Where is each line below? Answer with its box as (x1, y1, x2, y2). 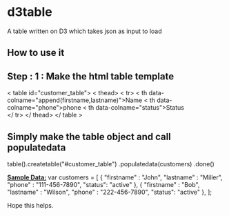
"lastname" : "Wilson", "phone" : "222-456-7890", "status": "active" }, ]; (7, 188, 212, 196)
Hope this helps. (7, 201, 54, 209)
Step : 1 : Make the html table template (7, 70, 175, 82)
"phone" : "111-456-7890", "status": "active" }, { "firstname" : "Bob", (7, 180, 200, 188)
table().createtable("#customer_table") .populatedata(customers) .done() (7, 159, 215, 168)
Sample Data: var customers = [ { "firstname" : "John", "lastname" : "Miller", (7, 173, 223, 181)
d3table (7, 4, 53, 20)
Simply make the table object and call (7, 130, 171, 142)
